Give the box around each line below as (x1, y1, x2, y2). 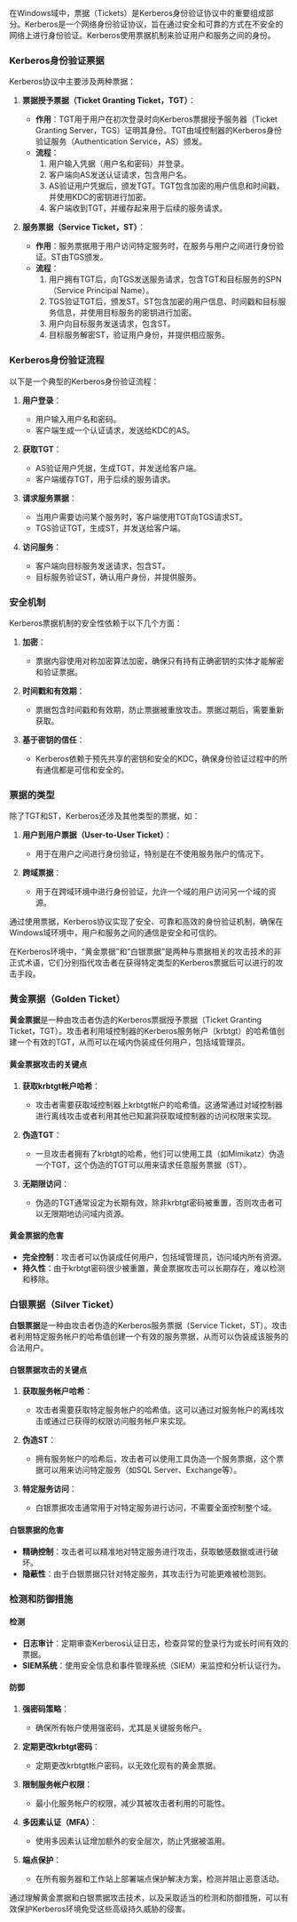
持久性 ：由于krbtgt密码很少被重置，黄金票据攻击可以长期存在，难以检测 (21, 1262, 285, 1273)
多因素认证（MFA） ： (21, 1816, 98, 1827)
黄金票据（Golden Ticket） (9, 993, 126, 1005)
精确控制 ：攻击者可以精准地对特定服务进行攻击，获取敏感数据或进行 (21, 1546, 271, 1557)
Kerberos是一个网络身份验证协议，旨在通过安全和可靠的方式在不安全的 (24, 19, 284, 29)
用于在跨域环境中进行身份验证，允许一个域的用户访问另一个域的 (35, 886, 269, 897)
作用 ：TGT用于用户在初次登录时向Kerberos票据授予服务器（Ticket (35, 114, 277, 124)
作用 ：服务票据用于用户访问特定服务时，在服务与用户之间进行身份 (35, 241, 277, 252)
